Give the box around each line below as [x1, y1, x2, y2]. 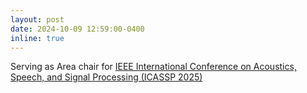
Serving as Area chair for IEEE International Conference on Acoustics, [10, 61, 297, 73]
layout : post [10, 14, 65, 25]
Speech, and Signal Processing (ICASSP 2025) [10, 71, 203, 83]
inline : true [10, 33, 65, 43]
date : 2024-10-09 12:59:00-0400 [10, 24, 145, 34]
